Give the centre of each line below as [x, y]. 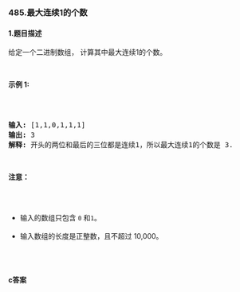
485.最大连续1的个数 [48, 12]
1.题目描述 [25, 33]
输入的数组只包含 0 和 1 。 [61, 218]
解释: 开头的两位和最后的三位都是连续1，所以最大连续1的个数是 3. [121, 145]
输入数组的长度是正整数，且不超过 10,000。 [91, 236]
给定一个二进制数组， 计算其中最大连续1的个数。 [88, 53]
